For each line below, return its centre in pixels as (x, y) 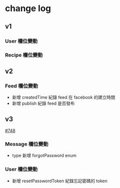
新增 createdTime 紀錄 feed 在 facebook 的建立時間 (64, 97)
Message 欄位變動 (27, 144)
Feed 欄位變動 (22, 86)
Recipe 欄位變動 (24, 55)
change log (28, 8)
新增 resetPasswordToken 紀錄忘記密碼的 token (60, 181)
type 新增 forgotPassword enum (44, 156)
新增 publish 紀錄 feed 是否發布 (43, 103)
